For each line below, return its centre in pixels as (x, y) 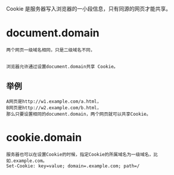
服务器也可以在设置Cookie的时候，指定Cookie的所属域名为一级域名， (80, 154)
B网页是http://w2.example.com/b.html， (54, 108)
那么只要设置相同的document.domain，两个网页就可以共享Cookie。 (79, 114)
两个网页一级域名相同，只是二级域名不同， (51, 50)
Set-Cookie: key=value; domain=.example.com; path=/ (73, 166)
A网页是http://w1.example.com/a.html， (54, 101)
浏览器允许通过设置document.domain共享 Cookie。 (62, 66)
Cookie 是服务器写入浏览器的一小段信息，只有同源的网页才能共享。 (89, 9)
